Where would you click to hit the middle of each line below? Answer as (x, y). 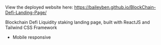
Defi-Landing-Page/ (26, 12)
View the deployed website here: (39, 7)
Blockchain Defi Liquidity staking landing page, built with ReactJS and (77, 22)
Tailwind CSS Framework (31, 27)
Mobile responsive (32, 37)
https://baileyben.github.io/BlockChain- (115, 7)
